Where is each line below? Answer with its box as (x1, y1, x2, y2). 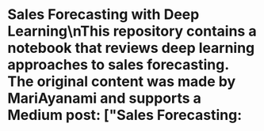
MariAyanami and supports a (7, 89, 201, 107)
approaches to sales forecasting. (7, 56, 229, 74)
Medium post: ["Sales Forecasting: (7, 107, 243, 124)
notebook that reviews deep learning (7, 39, 255, 57)
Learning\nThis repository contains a (7, 22, 257, 40)
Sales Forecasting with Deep (7, 6, 200, 24)
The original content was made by (7, 73, 236, 91)
